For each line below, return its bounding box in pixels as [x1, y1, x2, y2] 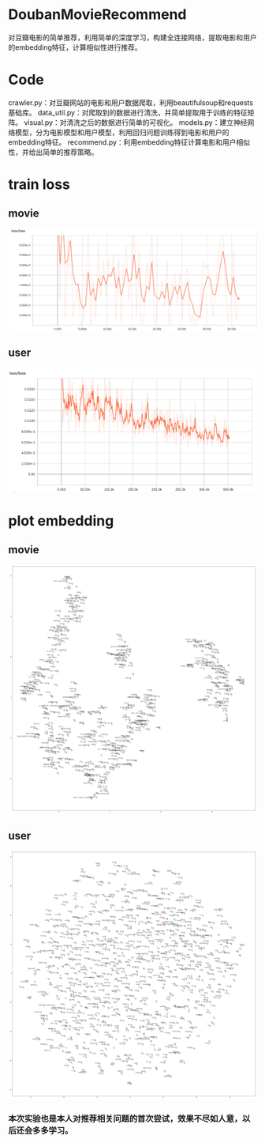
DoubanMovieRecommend [8, 6, 187, 24]
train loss [8, 175, 71, 194]
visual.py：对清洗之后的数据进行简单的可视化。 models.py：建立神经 [23, 117, 248, 127]
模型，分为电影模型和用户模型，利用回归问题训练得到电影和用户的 [14, 127, 230, 137]
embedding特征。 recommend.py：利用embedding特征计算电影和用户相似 [8, 137, 251, 147]
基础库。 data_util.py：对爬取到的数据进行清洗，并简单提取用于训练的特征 [8, 108, 248, 117]
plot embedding [8, 511, 114, 530]
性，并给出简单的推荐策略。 [8, 147, 99, 157]
